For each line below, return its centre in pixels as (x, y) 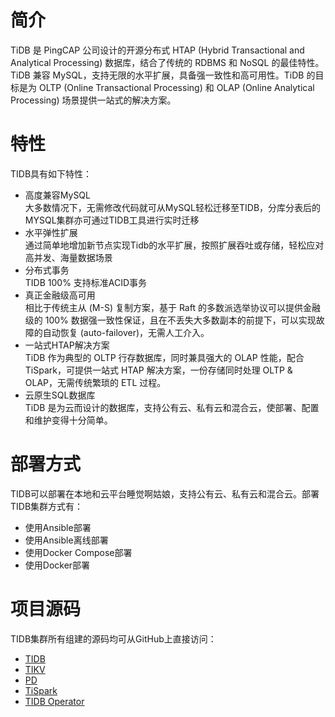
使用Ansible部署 (58, 527)
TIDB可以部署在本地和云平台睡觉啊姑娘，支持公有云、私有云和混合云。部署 (165, 493)
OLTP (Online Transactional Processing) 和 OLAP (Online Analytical (176, 87)
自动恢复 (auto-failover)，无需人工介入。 (126, 332)
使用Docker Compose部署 (78, 552)
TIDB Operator (54, 701)
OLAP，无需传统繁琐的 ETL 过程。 (95, 382)
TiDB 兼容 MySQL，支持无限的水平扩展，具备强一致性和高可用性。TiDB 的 (163, 75)
